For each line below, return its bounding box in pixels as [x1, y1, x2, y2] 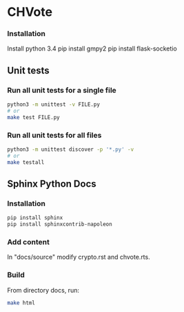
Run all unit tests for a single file [7, 85, 117, 95]
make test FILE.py [7, 113, 60, 121]
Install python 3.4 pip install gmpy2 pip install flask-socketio [7, 44, 177, 53]
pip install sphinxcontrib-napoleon [7, 221, 112, 228]
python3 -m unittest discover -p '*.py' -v [7, 146, 134, 153]
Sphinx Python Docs [7, 178, 96, 190]
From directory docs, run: [7, 286, 79, 294]
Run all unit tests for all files [7, 130, 102, 140]
